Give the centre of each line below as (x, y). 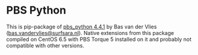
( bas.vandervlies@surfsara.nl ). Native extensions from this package (90, 33)
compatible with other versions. (45, 46)
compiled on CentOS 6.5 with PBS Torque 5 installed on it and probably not (99, 39)
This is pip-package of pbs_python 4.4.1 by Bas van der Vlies (82, 27)
